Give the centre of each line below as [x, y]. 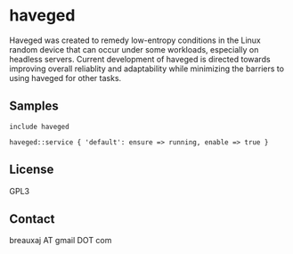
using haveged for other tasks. [65, 78]
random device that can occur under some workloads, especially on [134, 49]
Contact [32, 219]
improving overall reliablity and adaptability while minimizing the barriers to [147, 69]
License [32, 170]
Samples [34, 107]
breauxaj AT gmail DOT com [61, 241]
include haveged [39, 127]
